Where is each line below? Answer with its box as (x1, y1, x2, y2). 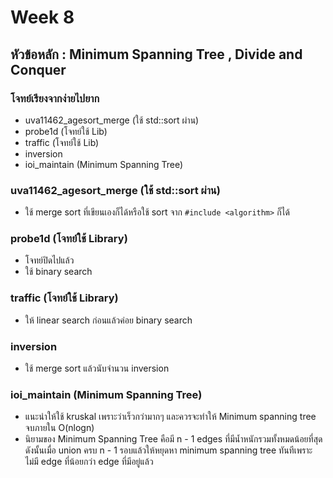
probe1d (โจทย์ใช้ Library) (10, 232, 128, 246)
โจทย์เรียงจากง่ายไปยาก (10, 91, 100, 105)
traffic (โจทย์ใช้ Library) (10, 291, 119, 305)
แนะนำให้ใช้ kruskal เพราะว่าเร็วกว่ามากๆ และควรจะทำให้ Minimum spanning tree (24, 411, 317, 423)
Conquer (10, 61, 67, 78)
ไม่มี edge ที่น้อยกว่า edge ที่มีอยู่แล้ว (24, 456, 154, 468)
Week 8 (10, 6, 75, 29)
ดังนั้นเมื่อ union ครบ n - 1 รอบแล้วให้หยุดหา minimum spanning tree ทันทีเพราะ (24, 444, 313, 456)
